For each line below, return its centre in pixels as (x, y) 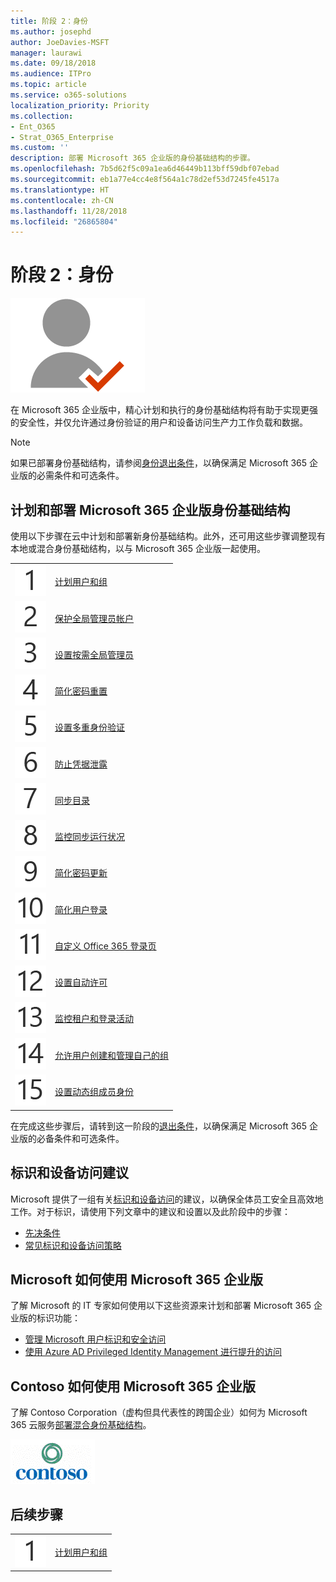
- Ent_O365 (33, 126)
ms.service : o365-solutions (69, 95)
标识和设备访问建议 (69, 1173)
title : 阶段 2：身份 (49, 21)
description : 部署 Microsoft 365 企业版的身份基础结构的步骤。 (132, 158)
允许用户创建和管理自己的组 (111, 1055)
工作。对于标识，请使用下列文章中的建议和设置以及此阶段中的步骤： (150, 1211)
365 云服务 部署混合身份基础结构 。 (81, 1425)
